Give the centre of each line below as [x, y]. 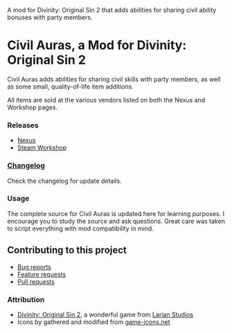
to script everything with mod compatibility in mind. [80, 228]
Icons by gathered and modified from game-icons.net [93, 322]
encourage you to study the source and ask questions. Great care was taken [116, 221]
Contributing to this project [67, 250]
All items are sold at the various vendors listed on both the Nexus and [106, 100]
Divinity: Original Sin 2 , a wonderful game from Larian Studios [105, 314]
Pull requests [36, 281]
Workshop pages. [32, 107]
